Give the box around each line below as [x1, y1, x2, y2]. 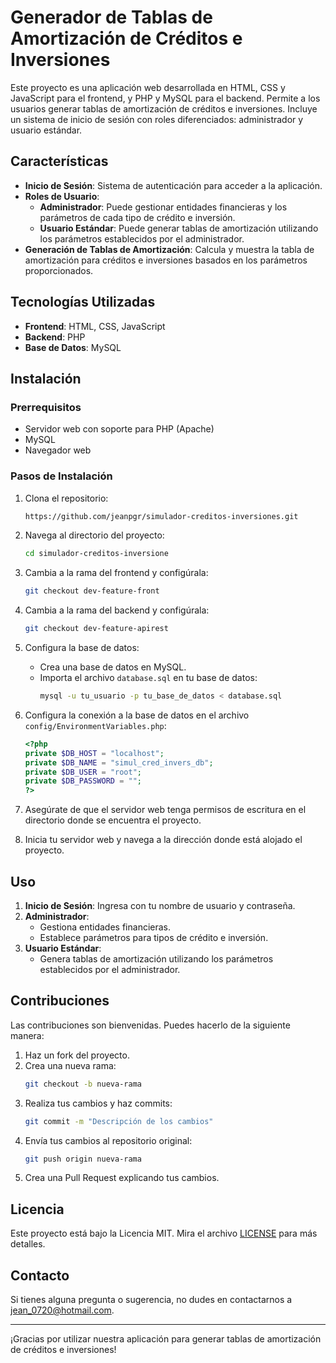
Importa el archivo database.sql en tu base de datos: [39, 672, 258, 684]
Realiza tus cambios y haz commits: [24, 1097, 173, 1109]
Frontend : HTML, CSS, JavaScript [24, 320, 166, 332]
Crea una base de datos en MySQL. [39, 661, 187, 673]
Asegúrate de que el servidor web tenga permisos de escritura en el [24, 804, 307, 816]
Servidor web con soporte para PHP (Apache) [24, 423, 215, 435]
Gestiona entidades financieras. [39, 921, 172, 933]
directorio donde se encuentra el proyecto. [24, 814, 202, 826]
